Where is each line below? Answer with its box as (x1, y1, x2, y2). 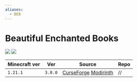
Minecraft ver (7, 61, 40, 68)
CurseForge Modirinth (62, 69, 113, 76)
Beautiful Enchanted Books (5, 33, 119, 44)
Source (79, 61, 97, 68)
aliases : (5, 7, 23, 12)
